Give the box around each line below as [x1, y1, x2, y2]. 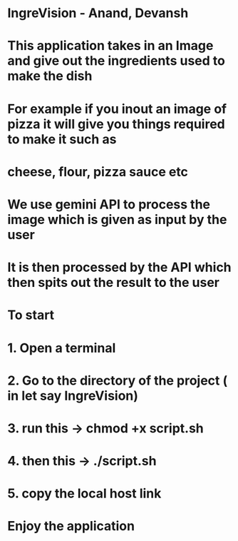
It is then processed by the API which [7, 259, 232, 275]
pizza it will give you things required [7, 116, 226, 132]
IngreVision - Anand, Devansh [7, 5, 189, 21]
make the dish [7, 68, 93, 84]
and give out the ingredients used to [7, 53, 226, 69]
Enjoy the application [7, 518, 135, 535]
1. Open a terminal [7, 340, 116, 356]
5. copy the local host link [7, 485, 162, 502]
